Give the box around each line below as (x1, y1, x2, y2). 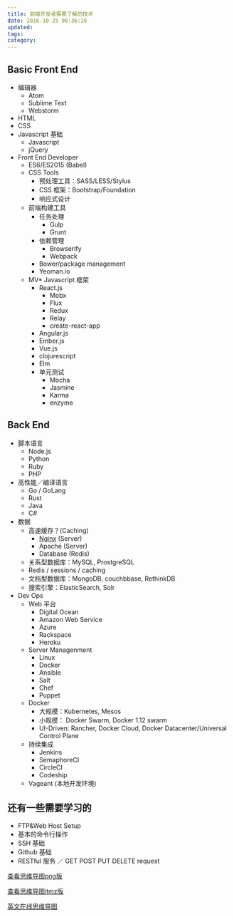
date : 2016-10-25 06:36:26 (7, 17, 87, 24)
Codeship (38, 770, 68, 779)
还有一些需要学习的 (7, 802, 92, 814)
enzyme (49, 398, 73, 407)
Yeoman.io (38, 266, 70, 275)
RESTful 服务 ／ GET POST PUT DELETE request (17, 856, 160, 865)
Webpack (49, 252, 78, 260)
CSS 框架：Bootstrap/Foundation (38, 185, 137, 194)
